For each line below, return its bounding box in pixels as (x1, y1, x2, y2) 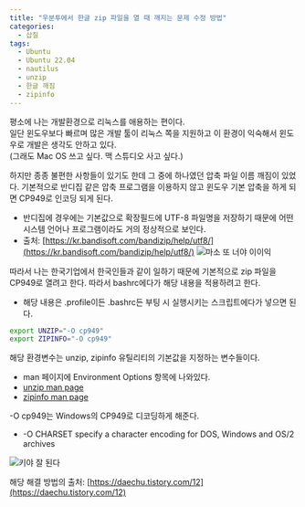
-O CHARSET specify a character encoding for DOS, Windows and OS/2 (22, 428, 295, 439)
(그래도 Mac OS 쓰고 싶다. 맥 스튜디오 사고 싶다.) (9, 150, 184, 161)
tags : (9, 38, 30, 48)
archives (22, 438, 56, 449)
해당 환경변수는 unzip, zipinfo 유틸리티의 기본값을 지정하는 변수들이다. (9, 353, 260, 364)
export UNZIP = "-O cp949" (9, 326, 104, 335)
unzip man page (22, 382, 84, 393)
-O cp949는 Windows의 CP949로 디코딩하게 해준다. (9, 410, 200, 421)
